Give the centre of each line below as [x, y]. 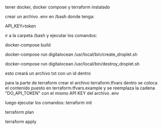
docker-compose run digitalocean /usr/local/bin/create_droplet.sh [71, 54]
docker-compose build [28, 45]
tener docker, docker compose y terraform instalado [58, 7]
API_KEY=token [21, 26]
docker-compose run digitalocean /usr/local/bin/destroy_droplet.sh [72, 64]
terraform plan [20, 112]
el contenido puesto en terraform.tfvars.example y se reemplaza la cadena [80, 88]
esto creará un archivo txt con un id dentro [48, 73]
